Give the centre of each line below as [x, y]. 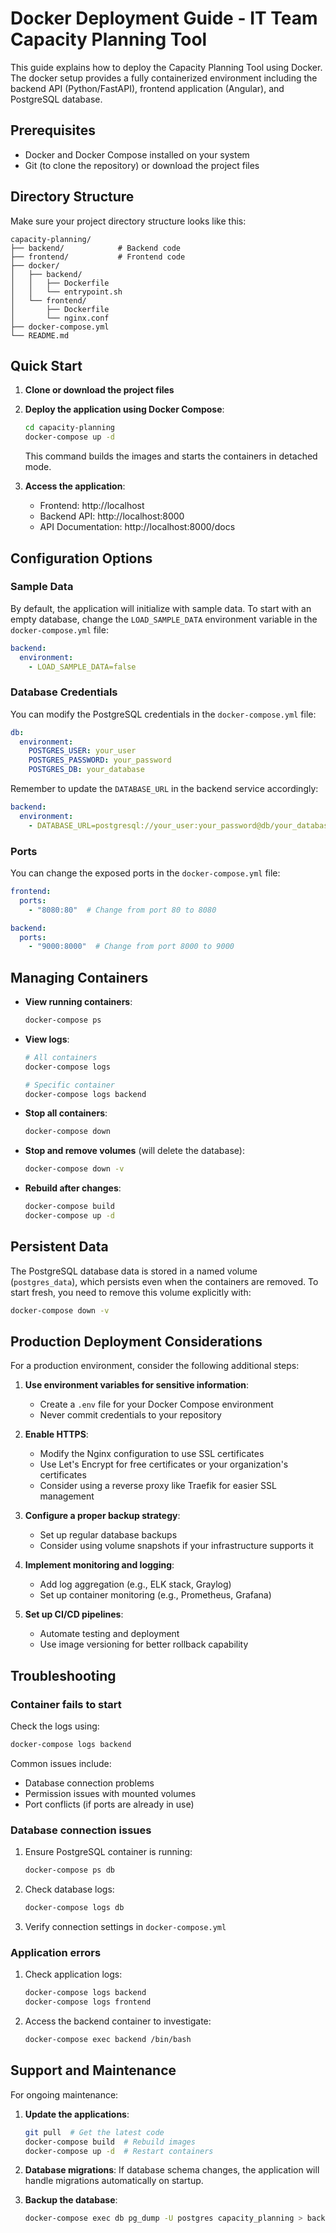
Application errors [56, 1952]
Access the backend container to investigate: [118, 2021]
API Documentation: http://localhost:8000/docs [137, 527]
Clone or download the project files [99, 390]
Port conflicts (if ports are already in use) [109, 1804]
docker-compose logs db [74, 1908]
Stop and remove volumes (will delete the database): [134, 1151]
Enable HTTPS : [56, 1434]
